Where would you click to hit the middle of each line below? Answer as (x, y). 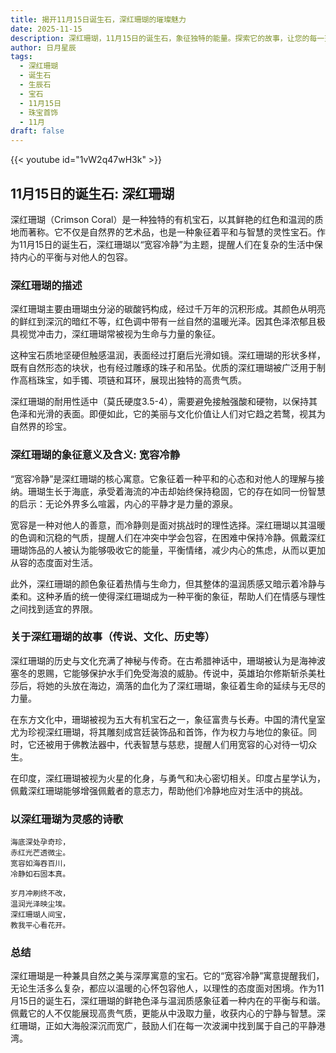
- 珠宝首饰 (39, 112)
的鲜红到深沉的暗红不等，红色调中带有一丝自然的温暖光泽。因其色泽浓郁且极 (168, 322)
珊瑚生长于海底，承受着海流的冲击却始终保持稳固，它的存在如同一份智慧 (176, 491)
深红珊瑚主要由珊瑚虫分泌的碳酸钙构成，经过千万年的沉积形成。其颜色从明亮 (168, 309)
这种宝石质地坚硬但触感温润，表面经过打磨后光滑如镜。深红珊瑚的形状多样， (168, 355)
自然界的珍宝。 (41, 427)
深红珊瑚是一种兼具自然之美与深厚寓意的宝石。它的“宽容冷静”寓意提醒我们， (167, 976)
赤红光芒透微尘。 (40, 853)
